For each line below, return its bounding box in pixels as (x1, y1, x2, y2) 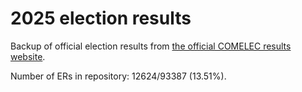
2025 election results (10, 7, 192, 30)
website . (10, 50, 46, 62)
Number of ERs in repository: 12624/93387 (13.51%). (10, 70, 227, 82)
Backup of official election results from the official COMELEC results (10, 40, 292, 52)
